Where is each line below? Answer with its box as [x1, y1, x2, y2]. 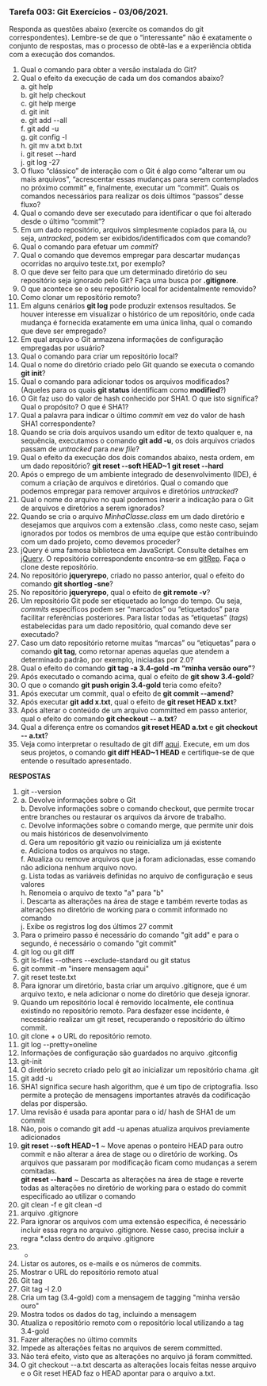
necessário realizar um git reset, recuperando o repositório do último [20, 1015, 246, 1024]
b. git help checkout [20, 90, 86, 100]
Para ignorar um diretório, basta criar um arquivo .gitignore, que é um [20, 981, 248, 990]
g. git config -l [20, 132, 67, 142]
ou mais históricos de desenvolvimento [20, 829, 149, 839]
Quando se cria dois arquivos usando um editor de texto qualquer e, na [20, 428, 253, 437]
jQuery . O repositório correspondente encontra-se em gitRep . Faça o [20, 554, 246, 563]
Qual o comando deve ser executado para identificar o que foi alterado [20, 209, 252, 218]
